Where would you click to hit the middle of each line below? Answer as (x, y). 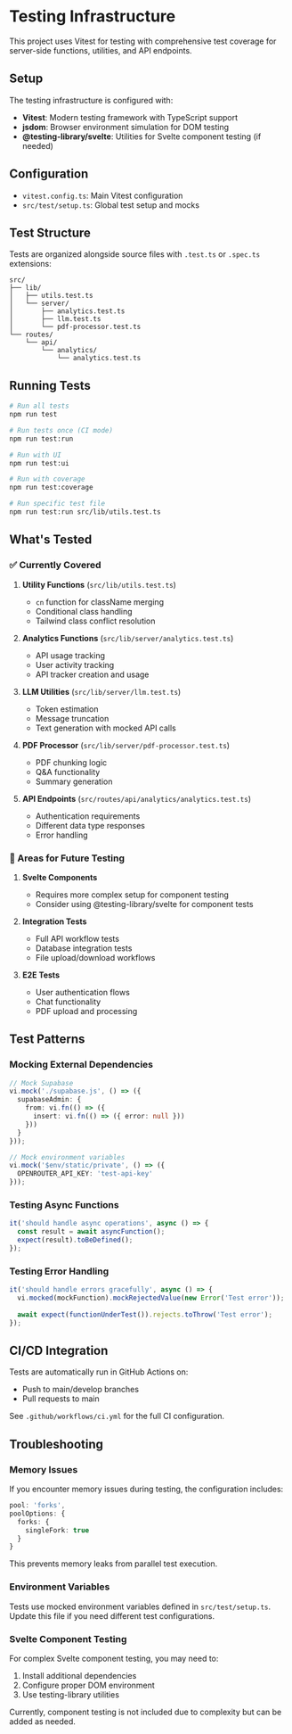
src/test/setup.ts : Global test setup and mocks (111, 205)
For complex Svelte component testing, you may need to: (114, 1658)
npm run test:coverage (51, 488)
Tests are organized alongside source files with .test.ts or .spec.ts (135, 254)
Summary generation (74, 781)
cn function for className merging (100, 602)
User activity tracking (75, 665)
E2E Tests (41, 975)
